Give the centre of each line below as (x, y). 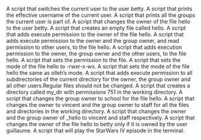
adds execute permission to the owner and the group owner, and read (93, 41)
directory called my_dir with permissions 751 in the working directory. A (94, 92)
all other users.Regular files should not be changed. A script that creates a (98, 86)
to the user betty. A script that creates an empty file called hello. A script (96, 28)
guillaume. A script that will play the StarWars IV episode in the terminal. (95, 130)
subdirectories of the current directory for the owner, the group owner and (98, 79)
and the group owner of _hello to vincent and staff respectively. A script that (101, 118)
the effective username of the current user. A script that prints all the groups (101, 15)
